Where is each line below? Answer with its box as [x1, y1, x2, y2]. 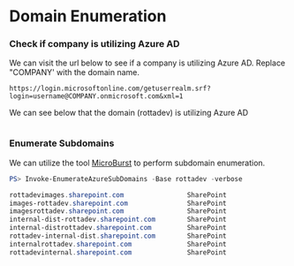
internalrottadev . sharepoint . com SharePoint [9, 239, 227, 248]
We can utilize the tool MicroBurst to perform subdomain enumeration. [9, 157, 266, 168]
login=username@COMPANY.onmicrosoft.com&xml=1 [9, 92, 184, 101]
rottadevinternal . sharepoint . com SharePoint [9, 247, 227, 257]
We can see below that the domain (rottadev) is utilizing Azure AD [9, 108, 249, 118]
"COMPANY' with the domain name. [9, 67, 139, 78]
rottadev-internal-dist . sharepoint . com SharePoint [9, 232, 227, 240]
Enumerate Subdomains [9, 137, 115, 149]
